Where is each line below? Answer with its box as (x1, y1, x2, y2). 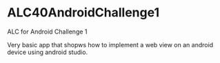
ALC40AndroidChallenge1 (7, 5, 160, 21)
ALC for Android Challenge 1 (7, 27, 88, 36)
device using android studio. (7, 48, 88, 56)
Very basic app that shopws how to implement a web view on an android (7, 40, 214, 49)
